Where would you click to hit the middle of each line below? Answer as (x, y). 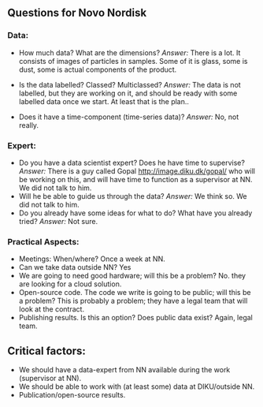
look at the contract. (51, 309)
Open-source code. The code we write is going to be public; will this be (135, 293)
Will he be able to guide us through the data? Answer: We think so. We (133, 196)
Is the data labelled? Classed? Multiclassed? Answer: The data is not (130, 84)
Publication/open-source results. (72, 395)
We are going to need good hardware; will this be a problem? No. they (132, 276)
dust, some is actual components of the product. (98, 69)
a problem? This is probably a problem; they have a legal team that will (133, 301)
